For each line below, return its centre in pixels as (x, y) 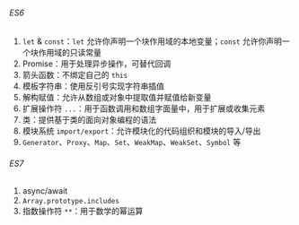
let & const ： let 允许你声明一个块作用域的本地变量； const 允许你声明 (152, 41)
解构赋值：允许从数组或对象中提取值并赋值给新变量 (117, 98)
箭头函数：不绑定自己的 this (75, 75)
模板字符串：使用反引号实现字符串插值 (93, 86)
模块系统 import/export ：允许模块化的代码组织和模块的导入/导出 (141, 131)
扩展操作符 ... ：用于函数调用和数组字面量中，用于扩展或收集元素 (144, 108)
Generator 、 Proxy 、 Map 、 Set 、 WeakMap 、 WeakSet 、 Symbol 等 (132, 143)
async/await (45, 191)
